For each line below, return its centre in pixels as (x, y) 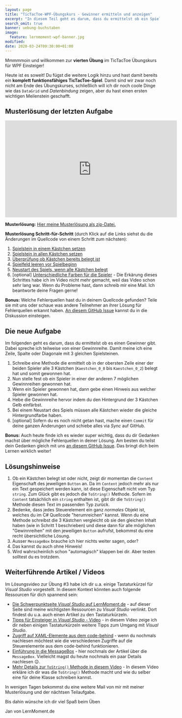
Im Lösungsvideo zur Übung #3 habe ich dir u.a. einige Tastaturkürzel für (79, 584)
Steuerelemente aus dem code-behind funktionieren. (66, 646)
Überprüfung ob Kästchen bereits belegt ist (56, 259)
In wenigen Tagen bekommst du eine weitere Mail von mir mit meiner (75, 687)
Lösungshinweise (33, 466)
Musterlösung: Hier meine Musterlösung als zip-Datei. (61, 224)
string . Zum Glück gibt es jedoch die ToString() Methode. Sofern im (82, 494)
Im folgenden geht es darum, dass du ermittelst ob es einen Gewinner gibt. (81, 343)
